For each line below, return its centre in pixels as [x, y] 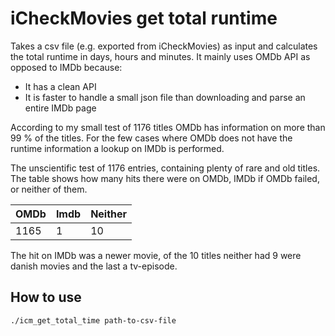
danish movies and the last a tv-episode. [94, 266]
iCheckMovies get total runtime [144, 18]
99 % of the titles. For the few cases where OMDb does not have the [151, 138]
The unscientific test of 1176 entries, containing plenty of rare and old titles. [165, 168]
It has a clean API [60, 86]
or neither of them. [49, 189]
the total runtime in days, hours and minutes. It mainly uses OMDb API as [160, 56]
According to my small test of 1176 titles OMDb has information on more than [168, 127]
